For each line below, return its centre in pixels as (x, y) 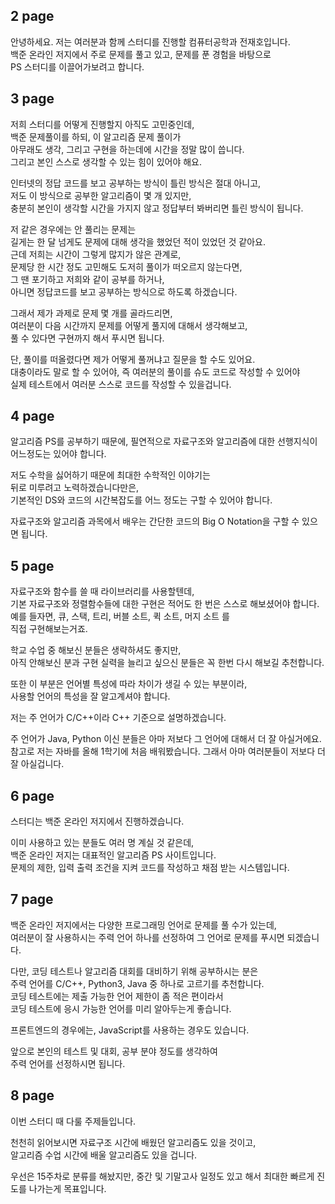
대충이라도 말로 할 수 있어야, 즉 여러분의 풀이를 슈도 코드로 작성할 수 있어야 (155, 371)
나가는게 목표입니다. (67, 1188)
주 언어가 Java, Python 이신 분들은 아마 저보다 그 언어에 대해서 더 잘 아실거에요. (166, 739)
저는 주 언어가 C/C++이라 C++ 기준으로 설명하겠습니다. (118, 718)
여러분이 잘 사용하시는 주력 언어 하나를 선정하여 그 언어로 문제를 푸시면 (147, 937)
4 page (32, 416)
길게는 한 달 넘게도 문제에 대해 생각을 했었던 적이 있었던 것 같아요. (138, 241)
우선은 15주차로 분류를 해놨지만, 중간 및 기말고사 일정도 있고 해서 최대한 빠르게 (162, 1176)
